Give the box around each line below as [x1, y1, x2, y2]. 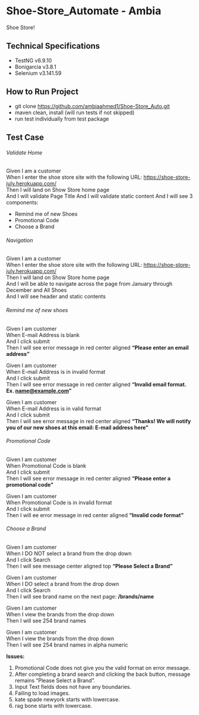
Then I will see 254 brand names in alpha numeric [6, 641, 129, 648]
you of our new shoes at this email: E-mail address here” [6, 424, 149, 431]
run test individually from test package [14, 115, 109, 122]
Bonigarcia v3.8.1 [14, 63, 56, 70]
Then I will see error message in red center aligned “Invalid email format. [6, 380, 187, 388]
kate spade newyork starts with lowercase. [14, 695, 120, 703]
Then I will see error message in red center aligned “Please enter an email [6, 344, 189, 351]
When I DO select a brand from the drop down [6, 580, 119, 587]
